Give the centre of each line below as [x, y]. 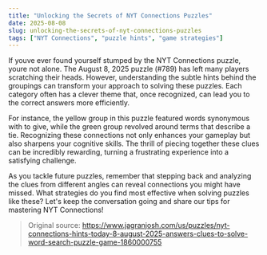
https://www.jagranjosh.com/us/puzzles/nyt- [156, 226]
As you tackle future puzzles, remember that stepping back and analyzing [130, 176]
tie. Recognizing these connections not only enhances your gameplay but [129, 135]
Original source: [54, 226]
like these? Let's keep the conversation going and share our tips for [119, 202]
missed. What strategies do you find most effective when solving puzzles [129, 193]
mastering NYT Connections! [56, 210]
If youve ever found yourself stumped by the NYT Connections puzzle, [125, 61]
